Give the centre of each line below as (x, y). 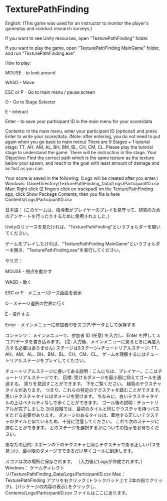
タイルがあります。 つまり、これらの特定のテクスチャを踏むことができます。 (84, 390)
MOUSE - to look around (30, 73)
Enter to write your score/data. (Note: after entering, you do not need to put (83, 136)
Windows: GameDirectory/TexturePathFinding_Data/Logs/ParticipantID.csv (82, 183)
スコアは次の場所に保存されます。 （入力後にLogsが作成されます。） (75, 461)
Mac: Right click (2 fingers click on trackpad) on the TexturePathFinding (79, 189)
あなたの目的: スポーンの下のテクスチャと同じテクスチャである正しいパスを (83, 444)
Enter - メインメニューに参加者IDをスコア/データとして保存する (70, 324)
